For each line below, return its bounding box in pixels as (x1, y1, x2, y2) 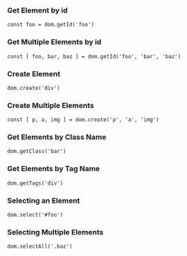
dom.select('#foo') (7, 212, 64, 219)
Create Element (7, 68, 61, 78)
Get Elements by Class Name (7, 132, 107, 142)
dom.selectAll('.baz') (7, 243, 73, 250)
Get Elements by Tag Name (7, 164, 100, 174)
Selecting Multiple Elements (7, 228, 104, 237)
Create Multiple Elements (7, 100, 95, 110)
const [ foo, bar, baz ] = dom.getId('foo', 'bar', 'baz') (7, 53, 181, 60)
